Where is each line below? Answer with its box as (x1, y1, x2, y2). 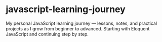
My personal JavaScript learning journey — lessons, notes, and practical (6, 20, 157, 26)
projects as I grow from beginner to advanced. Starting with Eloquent (6, 25, 150, 31)
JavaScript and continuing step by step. (6, 31, 89, 37)
